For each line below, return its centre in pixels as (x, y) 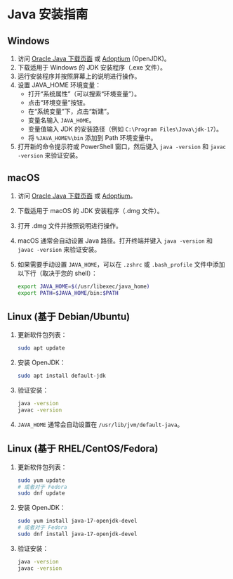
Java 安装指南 (48, 14)
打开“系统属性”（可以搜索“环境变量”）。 (84, 94)
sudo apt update (41, 348)
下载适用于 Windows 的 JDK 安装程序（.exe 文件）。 (92, 67)
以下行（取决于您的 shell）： (58, 273)
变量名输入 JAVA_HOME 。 (61, 120)
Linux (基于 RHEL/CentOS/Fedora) (83, 448)
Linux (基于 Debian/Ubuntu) (69, 316)
